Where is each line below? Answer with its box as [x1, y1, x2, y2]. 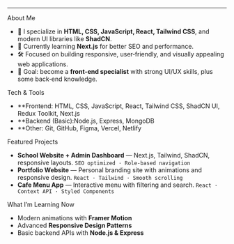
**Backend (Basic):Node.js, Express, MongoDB [17, 116, 155, 125]
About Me [7, 14, 36, 22]
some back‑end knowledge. [17, 75, 97, 83]
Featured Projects [7, 137, 58, 146]
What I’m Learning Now [7, 200, 75, 208]
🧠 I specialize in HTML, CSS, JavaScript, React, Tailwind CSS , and [17, 27, 210, 36]
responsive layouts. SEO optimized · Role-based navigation [17, 158, 191, 167]
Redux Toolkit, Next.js [17, 109, 80, 117]
